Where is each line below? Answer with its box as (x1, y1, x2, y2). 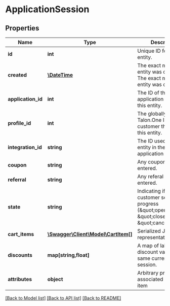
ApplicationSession (5, 4, 90, 15)
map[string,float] (47, 252, 90, 258)
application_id (8, 95, 43, 103)
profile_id (8, 120, 31, 126)
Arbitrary (137, 269, 158, 276)
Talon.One (137, 117, 162, 123)
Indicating (137, 188, 161, 194)
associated (137, 276, 163, 283)
